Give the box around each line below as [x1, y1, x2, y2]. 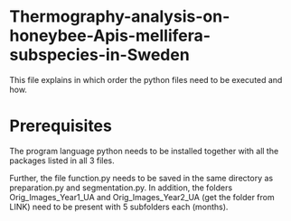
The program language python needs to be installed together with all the [9, 145, 279, 156]
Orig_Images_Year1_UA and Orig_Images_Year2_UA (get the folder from [9, 191, 275, 202]
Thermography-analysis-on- [9, 6, 230, 27]
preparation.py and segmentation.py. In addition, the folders [9, 182, 233, 193]
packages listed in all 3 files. [9, 155, 115, 166]
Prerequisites [9, 115, 113, 136]
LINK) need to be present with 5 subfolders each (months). [9, 201, 229, 212]
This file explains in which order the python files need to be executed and [9, 74, 283, 85]
